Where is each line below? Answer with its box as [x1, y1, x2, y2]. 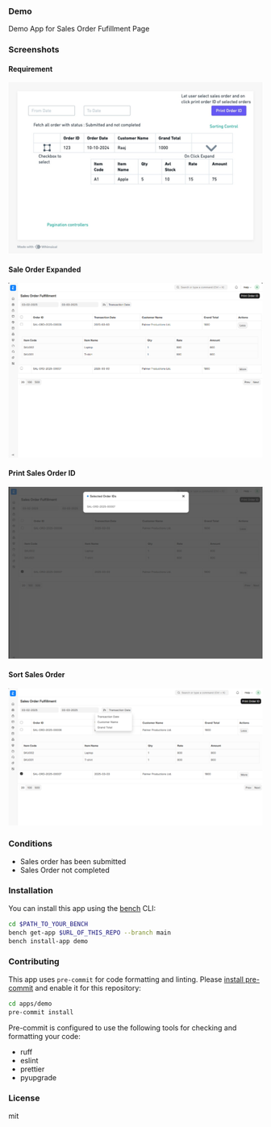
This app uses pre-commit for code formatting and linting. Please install [8, 974, 244, 984]
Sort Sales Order [8, 669, 65, 679]
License [8, 1092, 40, 1104]
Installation [8, 885, 54, 896]
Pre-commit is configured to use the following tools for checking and [8, 1022, 237, 1033]
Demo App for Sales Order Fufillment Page [8, 24, 150, 34]
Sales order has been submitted [19, 856, 127, 866]
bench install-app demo [8, 937, 89, 945]
